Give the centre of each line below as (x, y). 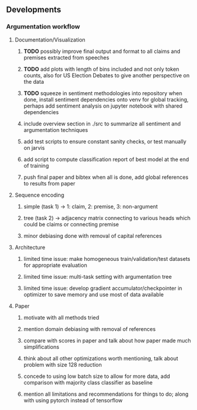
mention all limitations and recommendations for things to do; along (106, 394)
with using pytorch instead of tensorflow (73, 400)
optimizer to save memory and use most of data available (94, 294)
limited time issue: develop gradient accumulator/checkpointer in (103, 288)
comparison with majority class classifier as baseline (88, 382)
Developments (34, 10)
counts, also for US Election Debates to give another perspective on (107, 75)
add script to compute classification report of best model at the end (106, 159)
